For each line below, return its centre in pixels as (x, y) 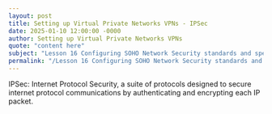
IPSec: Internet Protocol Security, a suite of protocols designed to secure (130, 84)
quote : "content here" (47, 46)
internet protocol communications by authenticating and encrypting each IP (134, 92)
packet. (21, 101)
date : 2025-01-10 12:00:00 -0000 (65, 31)
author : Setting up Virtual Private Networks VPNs (96, 38)
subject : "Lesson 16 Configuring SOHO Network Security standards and (130, 53)
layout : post (30, 16)
